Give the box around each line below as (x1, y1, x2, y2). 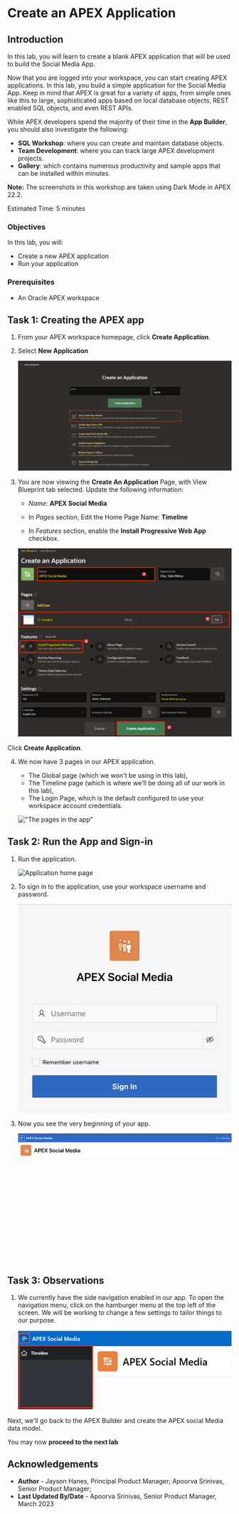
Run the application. (17, 854, 77, 863)
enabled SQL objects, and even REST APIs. (7, 104, 134, 112)
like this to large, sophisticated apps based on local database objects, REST (7, 96, 229, 105)
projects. (17, 154, 44, 162)
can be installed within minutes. (17, 169, 111, 177)
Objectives (7, 222, 46, 232)
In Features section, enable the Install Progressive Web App (28, 526, 206, 535)
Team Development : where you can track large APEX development (17, 147, 215, 154)
